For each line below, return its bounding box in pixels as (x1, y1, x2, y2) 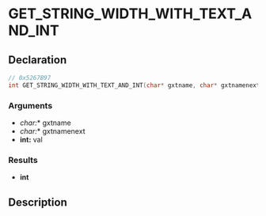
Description (8, 195, 67, 209)
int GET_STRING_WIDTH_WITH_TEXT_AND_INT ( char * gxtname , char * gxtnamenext (8, 81, 260, 89)
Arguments (8, 100, 53, 111)
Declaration (8, 53, 67, 66)
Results (8, 154, 38, 165)
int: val (19, 135, 44, 145)
